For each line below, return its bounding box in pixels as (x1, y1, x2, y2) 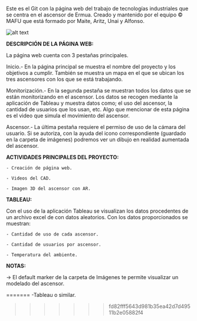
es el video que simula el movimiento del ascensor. (6, 112, 130, 119)
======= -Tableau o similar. (6, 292, 76, 298)
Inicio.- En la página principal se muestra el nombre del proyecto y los (6, 63, 176, 70)
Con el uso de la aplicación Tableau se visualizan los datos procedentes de (6, 207, 189, 214)
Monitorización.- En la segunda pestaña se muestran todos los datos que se (6, 87, 191, 94)
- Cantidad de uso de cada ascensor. (6, 231, 99, 237)
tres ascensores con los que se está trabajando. (6, 76, 123, 82)
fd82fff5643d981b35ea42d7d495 (109, 303, 191, 310)
